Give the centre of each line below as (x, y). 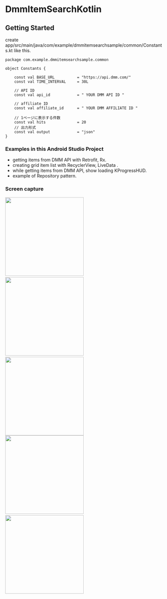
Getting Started (30, 28)
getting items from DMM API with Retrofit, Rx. (59, 160)
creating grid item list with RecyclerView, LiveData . (65, 165)
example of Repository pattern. (44, 176)
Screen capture (24, 189)
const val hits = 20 (50, 122)
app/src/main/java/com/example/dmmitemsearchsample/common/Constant (83, 45)
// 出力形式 (25, 128)
